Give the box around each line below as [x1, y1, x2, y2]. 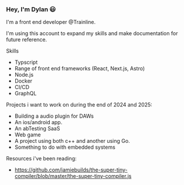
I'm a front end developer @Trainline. [6, 19, 96, 26]
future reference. [6, 36, 47, 43]
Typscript [14, 59, 38, 66]
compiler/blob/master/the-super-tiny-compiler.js [14, 173, 132, 180]
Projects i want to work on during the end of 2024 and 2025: [6, 101, 152, 108]
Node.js [14, 71, 34, 78]
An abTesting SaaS [14, 125, 60, 132]
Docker [14, 77, 33, 84]
